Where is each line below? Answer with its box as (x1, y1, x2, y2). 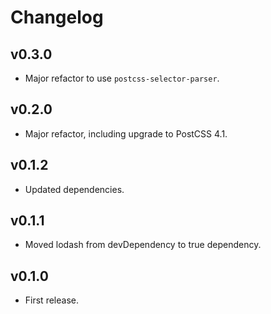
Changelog (10, 6, 104, 29)
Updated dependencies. (24, 183, 125, 195)
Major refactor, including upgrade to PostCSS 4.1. (24, 127, 228, 140)
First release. (24, 294, 79, 306)
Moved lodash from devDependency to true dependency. (24, 239, 262, 251)
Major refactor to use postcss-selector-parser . (24, 72, 220, 84)
